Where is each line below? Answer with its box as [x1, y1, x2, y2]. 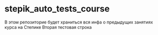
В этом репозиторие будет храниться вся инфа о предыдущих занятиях [4, 19, 153, 25]
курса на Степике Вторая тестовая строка [4, 24, 92, 30]
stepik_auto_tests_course [4, 3, 110, 14]
